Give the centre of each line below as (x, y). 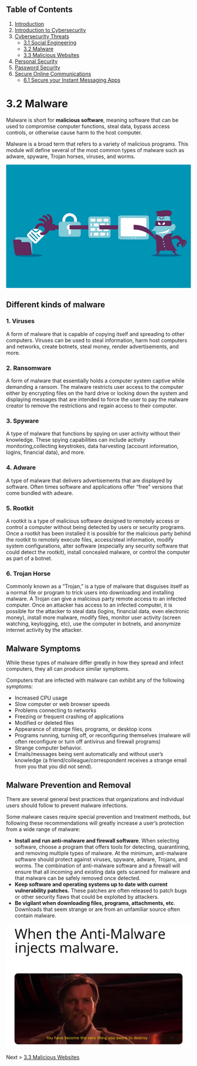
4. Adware (21, 468)
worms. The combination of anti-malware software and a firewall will (97, 865)
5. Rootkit (20, 508)
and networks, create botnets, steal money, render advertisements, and (92, 347)
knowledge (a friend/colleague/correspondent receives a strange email (101, 761)
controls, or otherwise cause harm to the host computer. (74, 132)
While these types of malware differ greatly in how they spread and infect (95, 663)
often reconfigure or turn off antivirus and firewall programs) (88, 742)
